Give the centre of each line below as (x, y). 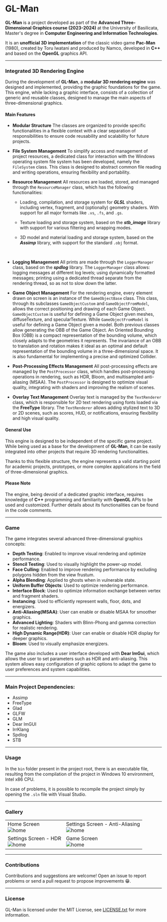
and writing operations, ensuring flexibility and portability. (71, 172)
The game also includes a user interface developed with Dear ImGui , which (82, 654)
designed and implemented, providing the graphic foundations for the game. (83, 87)
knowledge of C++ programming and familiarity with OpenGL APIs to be (79, 499)
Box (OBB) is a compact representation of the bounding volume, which (85, 335)
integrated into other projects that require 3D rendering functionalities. (77, 452)
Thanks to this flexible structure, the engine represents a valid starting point (83, 461)
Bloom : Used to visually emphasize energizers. (61, 644)
